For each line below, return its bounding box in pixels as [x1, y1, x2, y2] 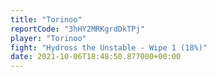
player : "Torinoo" [10, 33, 87, 43]
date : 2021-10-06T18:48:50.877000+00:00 [10, 52, 182, 62]
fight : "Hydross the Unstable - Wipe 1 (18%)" [10, 42, 208, 53]
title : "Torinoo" [10, 14, 83, 25]
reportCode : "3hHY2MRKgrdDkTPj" [10, 24, 145, 34]
